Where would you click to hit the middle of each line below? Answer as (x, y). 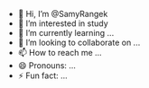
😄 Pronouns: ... (47, 66)
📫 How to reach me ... (60, 53)
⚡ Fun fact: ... (42, 75)
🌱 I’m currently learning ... (66, 33)
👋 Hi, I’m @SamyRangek (63, 14)
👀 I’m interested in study (63, 23)
